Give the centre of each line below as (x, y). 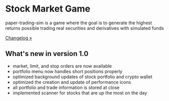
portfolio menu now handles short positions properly (67, 71)
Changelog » (19, 38)
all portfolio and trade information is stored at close (66, 87)
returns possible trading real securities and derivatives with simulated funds (84, 28)
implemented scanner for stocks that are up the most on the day (80, 93)
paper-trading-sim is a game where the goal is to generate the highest (79, 23)
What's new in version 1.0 (47, 54)
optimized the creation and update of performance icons (72, 82)
